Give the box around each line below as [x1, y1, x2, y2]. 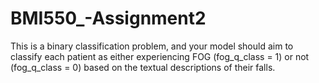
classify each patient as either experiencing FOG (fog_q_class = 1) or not [10, 50, 310, 62]
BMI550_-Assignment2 [10, 7, 207, 30]
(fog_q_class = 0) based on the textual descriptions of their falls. [10, 61, 276, 73]
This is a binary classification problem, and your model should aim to [10, 40, 294, 52]
